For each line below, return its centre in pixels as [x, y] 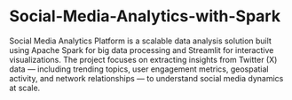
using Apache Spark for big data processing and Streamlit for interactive [142, 50]
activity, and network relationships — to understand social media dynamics [146, 78]
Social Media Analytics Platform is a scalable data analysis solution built [141, 41]
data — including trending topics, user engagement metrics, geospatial [139, 69]
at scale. [25, 88]
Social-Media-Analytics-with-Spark [145, 16]
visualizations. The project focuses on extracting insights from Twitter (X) [143, 59]
